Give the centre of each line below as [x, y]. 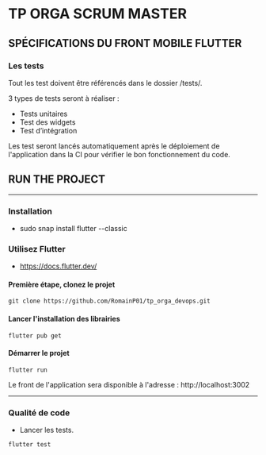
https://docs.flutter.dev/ [58, 266]
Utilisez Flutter [37, 249]
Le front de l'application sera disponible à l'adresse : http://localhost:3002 [129, 384]
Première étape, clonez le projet [62, 284]
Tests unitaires [44, 114]
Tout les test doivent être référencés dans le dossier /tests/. [105, 83]
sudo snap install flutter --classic [74, 228]
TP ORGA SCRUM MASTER [98, 14]
